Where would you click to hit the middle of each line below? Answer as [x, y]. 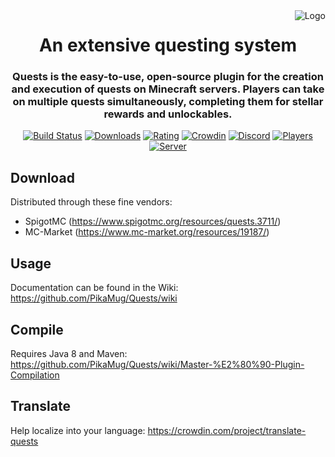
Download [42, 177]
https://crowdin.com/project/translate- [227, 430]
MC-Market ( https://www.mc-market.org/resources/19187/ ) [147, 232]
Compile [37, 329]
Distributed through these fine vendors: [91, 202]
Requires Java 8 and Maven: [69, 353]
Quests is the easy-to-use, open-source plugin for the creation [168, 77]
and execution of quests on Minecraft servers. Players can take [168, 89]
